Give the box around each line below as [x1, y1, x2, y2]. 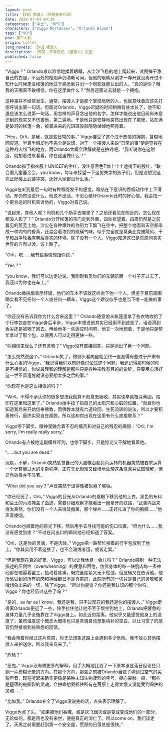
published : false [5, 54, 41, 59]
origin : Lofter [5, 40, 37, 45]
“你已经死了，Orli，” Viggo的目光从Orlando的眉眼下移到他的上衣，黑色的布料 [5, 493, 162, 500]
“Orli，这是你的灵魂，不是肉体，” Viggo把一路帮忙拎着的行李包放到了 [5, 540, 146, 546]
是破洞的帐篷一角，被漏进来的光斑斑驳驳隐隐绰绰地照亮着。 [5, 123, 128, 129]
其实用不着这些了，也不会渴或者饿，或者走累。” [20, 546, 116, 553]
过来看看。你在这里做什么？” [26, 153, 86, 159]
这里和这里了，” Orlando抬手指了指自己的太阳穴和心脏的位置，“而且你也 [13, 400, 160, 406]
